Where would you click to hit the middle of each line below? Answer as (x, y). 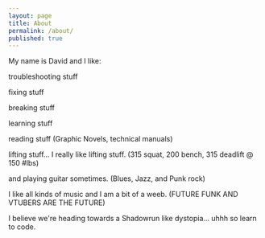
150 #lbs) (24, 163)
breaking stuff (31, 108)
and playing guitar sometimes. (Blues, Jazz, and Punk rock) (107, 178)
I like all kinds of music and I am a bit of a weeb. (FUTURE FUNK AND (124, 195)
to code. (22, 227)
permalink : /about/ (41, 31)
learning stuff (31, 123)
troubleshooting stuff (43, 76)
